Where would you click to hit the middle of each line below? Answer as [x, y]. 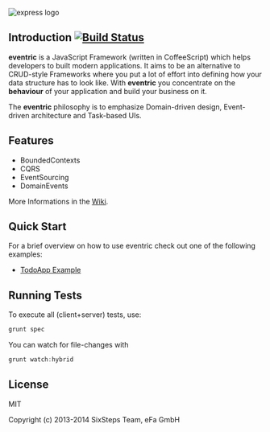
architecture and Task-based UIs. [87, 115]
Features [31, 141]
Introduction [40, 37]
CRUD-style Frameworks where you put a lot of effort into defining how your [135, 74]
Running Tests [45, 295]
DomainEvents [44, 186]
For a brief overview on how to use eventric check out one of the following [132, 246]
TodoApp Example [50, 270]
